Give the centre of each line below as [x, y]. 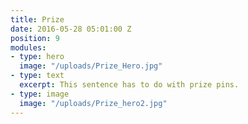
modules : [28, 47]
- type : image [40, 94]
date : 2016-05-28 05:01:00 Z [71, 29]
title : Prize [37, 19]
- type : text [37, 76]
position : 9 [35, 38]
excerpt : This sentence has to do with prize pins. [129, 85]
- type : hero [37, 57]
